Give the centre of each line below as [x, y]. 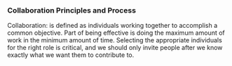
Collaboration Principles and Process [72, 10]
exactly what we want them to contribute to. [71, 55]
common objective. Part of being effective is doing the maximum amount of [116, 33]
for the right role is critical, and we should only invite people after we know [115, 48]
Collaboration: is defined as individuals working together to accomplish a [112, 26]
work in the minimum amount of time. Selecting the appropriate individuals [115, 40]
